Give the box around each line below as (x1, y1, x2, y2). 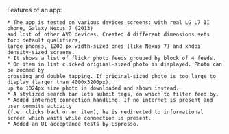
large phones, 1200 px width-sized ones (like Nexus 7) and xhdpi (7, 43, 201, 50)
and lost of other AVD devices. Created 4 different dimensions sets (7, 31, 210, 38)
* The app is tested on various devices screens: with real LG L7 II (7, 19, 210, 26)
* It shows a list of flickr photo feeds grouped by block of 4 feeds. (7, 55, 216, 62)
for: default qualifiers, (7, 37, 81, 44)
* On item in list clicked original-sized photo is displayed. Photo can (7, 61, 223, 68)
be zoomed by (7, 67, 45, 74)
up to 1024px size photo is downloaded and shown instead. (7, 85, 180, 92)
